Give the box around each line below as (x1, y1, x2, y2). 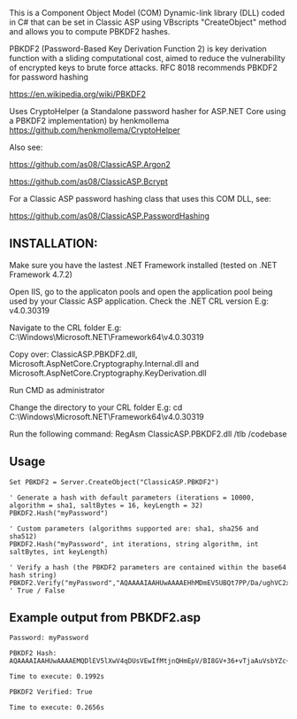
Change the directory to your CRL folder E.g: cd (9, 402, 183, 413)
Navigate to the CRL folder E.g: (9, 322, 122, 333)
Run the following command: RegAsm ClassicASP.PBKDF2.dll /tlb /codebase (9, 429, 287, 439)
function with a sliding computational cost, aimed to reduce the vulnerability (9, 53, 286, 63)
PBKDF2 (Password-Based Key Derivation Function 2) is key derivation (9, 43, 267, 54)
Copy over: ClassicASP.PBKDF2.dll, (9, 349, 138, 359)
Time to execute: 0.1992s (9, 672, 104, 681)
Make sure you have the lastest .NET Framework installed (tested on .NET (9, 259, 278, 270)
